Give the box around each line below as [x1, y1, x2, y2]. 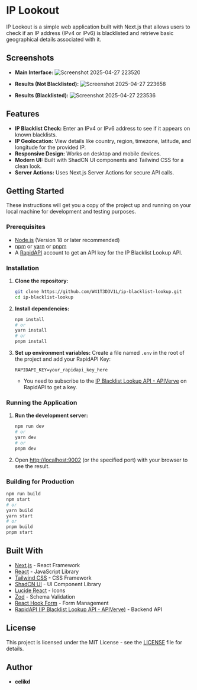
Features [6, 109, 40, 119]
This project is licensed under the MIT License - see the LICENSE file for [6, 638, 182, 646]
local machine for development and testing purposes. [6, 208, 137, 215]
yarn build [6, 507, 33, 513]
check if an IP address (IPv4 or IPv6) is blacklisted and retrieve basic [6, 29, 174, 36]
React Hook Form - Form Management [14, 599, 109, 606]
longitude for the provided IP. [14, 144, 86, 151]
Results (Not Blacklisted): [14, 80, 79, 87]
